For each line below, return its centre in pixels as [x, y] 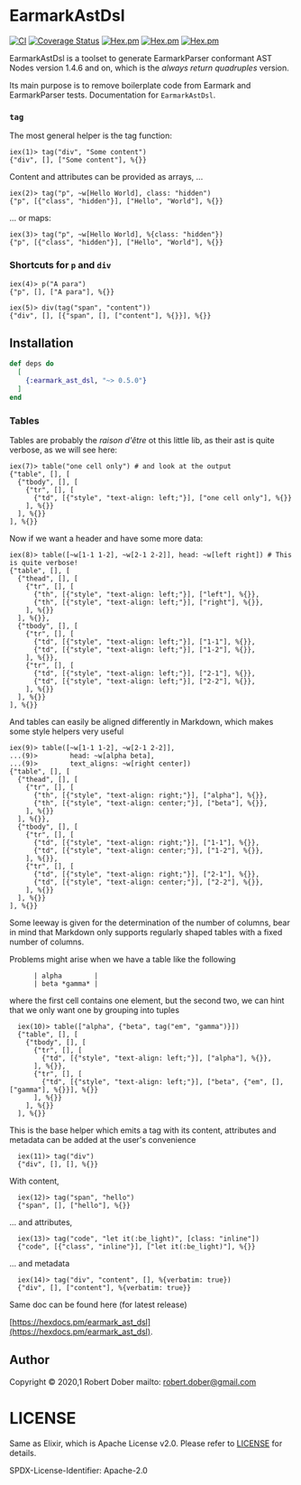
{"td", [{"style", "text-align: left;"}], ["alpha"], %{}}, [157, 1058]
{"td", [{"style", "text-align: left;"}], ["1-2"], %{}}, [144, 650]
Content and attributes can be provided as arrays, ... [106, 177]
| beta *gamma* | [66, 984]
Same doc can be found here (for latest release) [98, 1304]
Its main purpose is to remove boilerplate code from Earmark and [130, 85]
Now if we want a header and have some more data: [106, 539]
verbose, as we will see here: [64, 450]
